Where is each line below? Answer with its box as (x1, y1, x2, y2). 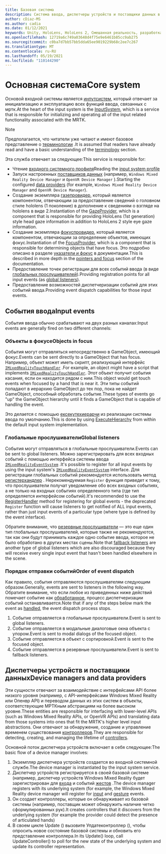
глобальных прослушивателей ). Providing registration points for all (12, 271, 150, 277)
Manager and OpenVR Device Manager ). (12, 187, 87, 193)
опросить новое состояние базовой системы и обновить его (12, 827, 141, 834)
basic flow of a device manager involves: (5, 749, 88, 755)
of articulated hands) (12, 817, 55, 823)
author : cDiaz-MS (5, 16, 41, 21)
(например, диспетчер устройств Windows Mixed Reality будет (12, 775, 145, 781)
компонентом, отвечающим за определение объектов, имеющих (12, 234, 151, 241)
